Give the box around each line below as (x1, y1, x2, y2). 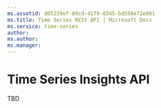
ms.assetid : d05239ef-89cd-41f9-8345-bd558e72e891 (7, 10, 155, 17)
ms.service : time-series (7, 23, 78, 30)
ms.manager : (7, 42, 41, 49)
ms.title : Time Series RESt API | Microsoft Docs (7, 17, 153, 23)
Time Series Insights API (7, 72, 150, 87)
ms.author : (7, 36, 39, 43)
